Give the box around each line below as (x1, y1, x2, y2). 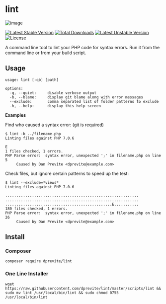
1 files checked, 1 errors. (5, 149, 64, 153)
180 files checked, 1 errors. (5, 206, 68, 211)
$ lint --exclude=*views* (5, 180, 59, 185)
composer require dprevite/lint (5, 259, 72, 264)
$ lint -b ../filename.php (5, 131, 61, 136)
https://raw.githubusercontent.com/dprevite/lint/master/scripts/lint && (5, 286, 162, 291)
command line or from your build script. (5, 50, 86, 56)
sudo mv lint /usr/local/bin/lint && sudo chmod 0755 (5, 290, 119, 295)
